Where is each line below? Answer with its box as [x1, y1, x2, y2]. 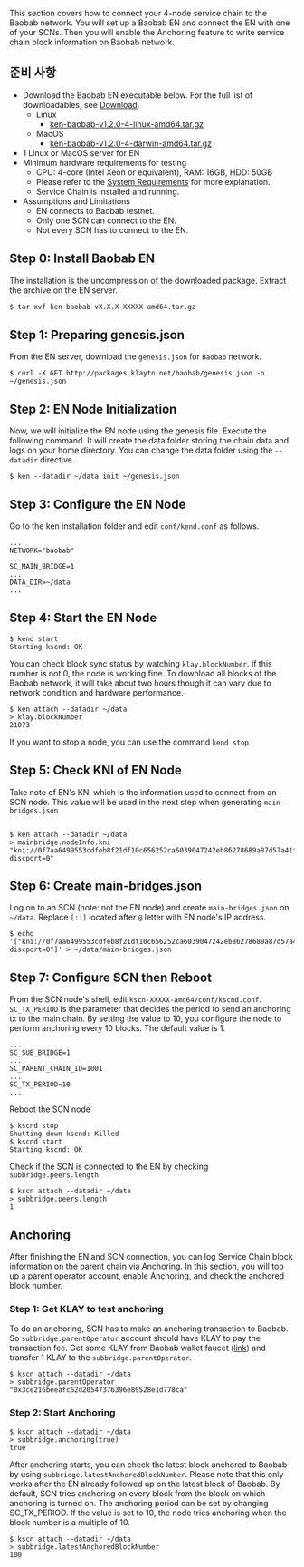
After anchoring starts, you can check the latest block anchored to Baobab [9, 1459, 288, 1470]
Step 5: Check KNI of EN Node [9, 763, 183, 778]
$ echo [9, 929, 34, 939]
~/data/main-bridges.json [73, 945, 172, 955]
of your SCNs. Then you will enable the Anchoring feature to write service [9, 27, 285, 37]
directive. [40, 454, 75, 465]
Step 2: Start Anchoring [9, 1406, 116, 1419]
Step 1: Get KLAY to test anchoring [9, 1302, 165, 1315]
